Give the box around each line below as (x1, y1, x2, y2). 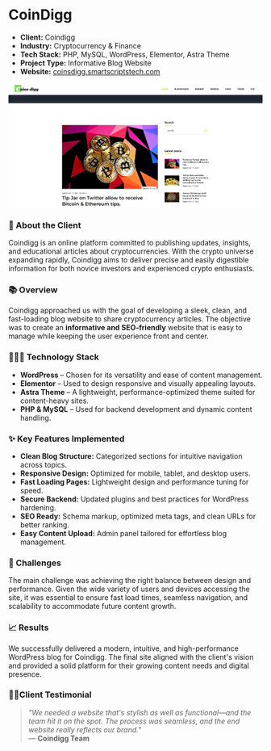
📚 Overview (8, 284, 58, 296)
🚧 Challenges (8, 557, 62, 568)
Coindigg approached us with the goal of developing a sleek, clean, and (8, 305, 248, 316)
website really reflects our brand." (27, 724, 142, 734)
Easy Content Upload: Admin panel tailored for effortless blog (19, 528, 227, 538)
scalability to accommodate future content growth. (8, 602, 177, 611)
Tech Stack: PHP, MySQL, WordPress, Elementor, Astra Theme (19, 49, 230, 59)
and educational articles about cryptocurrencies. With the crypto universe (8, 246, 254, 256)
